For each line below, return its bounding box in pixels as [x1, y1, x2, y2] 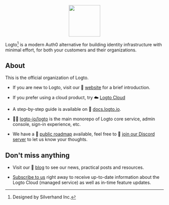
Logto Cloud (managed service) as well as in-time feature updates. [12, 179, 151, 186]
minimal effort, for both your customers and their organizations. [5, 47, 137, 53]
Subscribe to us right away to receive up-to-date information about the [12, 174, 160, 180]
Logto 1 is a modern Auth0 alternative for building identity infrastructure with [5, 41, 162, 47]
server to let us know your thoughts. [12, 136, 88, 143]
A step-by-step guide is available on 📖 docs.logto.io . [12, 106, 121, 112]
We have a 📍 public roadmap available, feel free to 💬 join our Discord [12, 131, 155, 137]
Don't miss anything [5, 151, 70, 160]
